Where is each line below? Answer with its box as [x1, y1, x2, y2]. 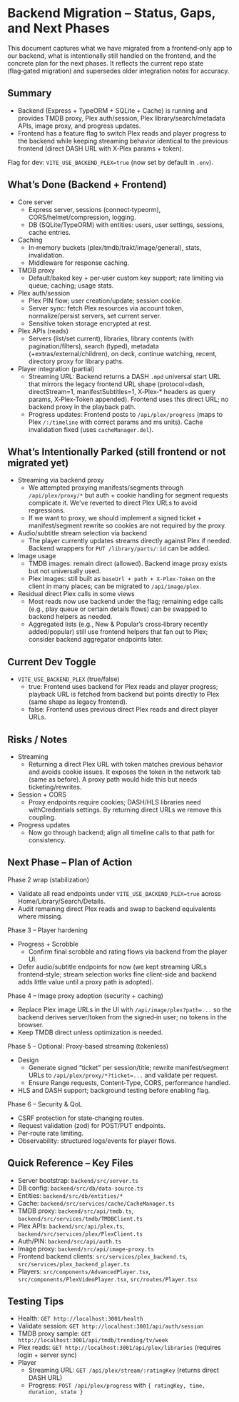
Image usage [17, 552, 56, 560]
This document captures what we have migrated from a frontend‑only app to [7, 44, 233, 52]
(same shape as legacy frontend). [28, 697, 128, 706]
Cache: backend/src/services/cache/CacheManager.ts [17, 1199, 175, 1207]
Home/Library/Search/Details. [17, 897, 106, 905]
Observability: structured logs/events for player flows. [17, 1136, 177, 1145]
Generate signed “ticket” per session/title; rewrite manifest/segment [28, 1063, 229, 1071]
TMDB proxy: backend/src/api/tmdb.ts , [17, 1206, 134, 1215]
